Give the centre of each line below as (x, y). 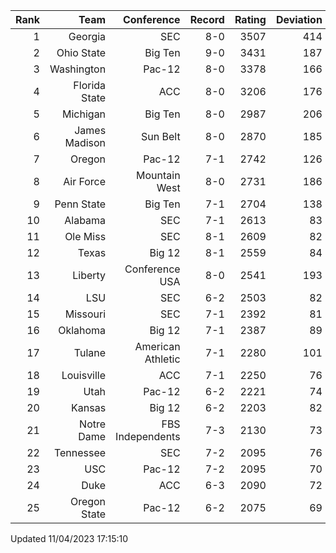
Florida (90, 85)
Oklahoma (82, 330)
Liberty (89, 275)
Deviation (299, 19)
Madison (85, 142)
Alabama (85, 220)
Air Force (85, 181)
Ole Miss (85, 236)
